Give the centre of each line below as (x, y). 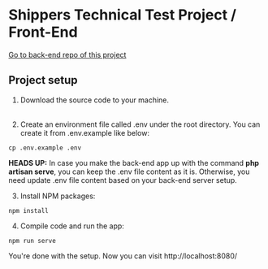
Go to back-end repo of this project (67, 54)
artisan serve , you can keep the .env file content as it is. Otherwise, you (129, 171)
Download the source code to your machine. (94, 100)
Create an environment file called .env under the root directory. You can (140, 124)
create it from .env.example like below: (85, 132)
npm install (28, 210)
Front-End (43, 32)
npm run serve (32, 241)
